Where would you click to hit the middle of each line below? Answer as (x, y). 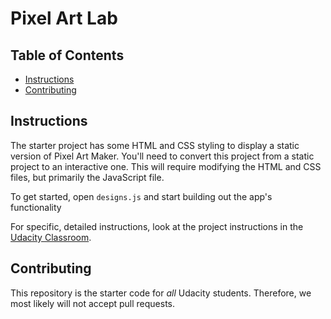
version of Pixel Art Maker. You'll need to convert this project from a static (162, 156)
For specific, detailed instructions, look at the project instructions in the (157, 226)
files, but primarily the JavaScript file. (87, 177)
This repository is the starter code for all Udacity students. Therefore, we (161, 293)
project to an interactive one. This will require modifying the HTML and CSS (166, 166)
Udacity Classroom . (51, 237)
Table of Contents (67, 55)
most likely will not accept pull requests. (93, 303)
